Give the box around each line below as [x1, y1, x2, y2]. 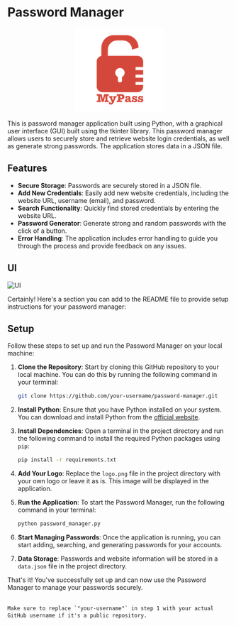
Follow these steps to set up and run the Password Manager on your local [7, 341, 223, 350]
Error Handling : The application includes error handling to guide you [17, 234, 218, 242]
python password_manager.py [17, 520, 101, 527]
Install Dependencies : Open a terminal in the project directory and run [17, 427, 224, 435]
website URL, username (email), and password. [17, 196, 156, 204]
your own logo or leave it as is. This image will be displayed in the [17, 477, 209, 485]
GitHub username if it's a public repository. [7, 612, 147, 619]
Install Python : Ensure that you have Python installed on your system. [17, 405, 222, 414]
